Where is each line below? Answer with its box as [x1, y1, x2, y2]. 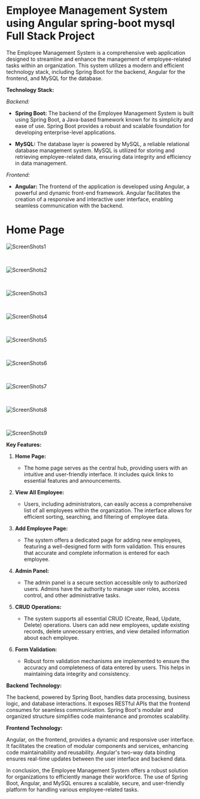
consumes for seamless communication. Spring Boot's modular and [6, 706, 174, 713]
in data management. [14, 159, 68, 167]
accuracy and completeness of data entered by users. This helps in [23, 664, 190, 671]
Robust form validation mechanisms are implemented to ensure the [23, 657, 190, 664]
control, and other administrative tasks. [23, 592, 121, 599]
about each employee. [23, 634, 80, 641]
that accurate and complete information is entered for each [23, 549, 169, 556]
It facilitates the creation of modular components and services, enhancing [6, 742, 189, 749]
